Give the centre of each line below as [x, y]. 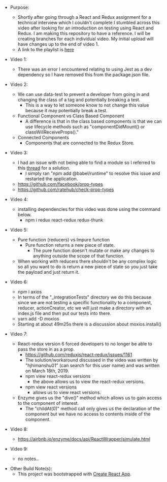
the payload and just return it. [48, 272]
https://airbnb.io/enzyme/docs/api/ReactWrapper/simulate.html [84, 439]
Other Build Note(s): [31, 469]
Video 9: [19, 449]
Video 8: [19, 429]
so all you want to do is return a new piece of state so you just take [88, 267]
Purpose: [20, 7]
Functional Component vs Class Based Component [71, 116]
